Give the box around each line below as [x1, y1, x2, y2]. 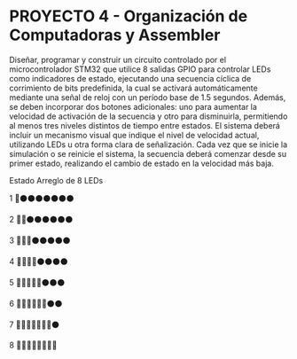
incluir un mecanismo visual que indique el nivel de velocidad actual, [9, 129, 260, 140]
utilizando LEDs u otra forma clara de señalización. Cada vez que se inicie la [9, 139, 288, 150]
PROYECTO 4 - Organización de [9, 6, 248, 27]
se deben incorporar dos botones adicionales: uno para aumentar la [9, 101, 257, 112]
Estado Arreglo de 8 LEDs [9, 175, 104, 185]
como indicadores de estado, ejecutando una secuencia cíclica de [9, 73, 252, 83]
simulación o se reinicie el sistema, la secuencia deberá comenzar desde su [9, 148, 287, 159]
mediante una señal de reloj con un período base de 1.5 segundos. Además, [9, 91, 286, 103]
